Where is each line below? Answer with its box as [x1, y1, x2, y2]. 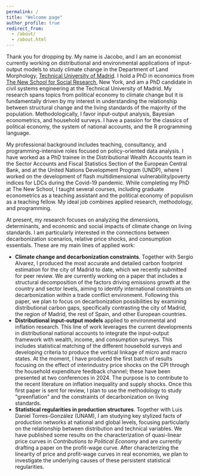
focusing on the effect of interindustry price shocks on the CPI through [14, 362, 189, 368]
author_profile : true [6, 20, 60, 26]
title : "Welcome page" [6, 14, 63, 20]
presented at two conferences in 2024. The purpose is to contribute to [14, 374, 189, 381]
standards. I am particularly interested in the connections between [6, 229, 170, 236]
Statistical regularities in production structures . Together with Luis [14, 406, 183, 413]
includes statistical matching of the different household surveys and [14, 342, 182, 349]
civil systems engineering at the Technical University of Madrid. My [6, 85, 172, 92]
